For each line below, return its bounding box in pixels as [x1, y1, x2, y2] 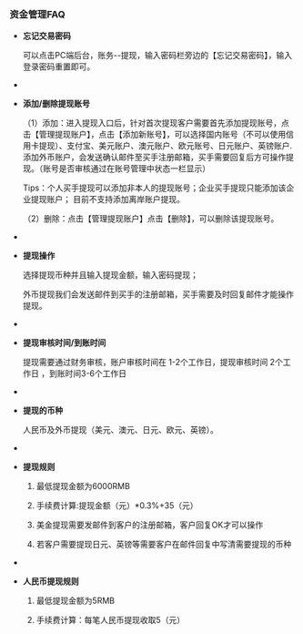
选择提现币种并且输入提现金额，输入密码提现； [22, 270, 198, 281]
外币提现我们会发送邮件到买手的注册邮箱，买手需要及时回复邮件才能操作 [22, 289, 294, 300]
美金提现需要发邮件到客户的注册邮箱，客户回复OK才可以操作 [35, 519, 264, 530]
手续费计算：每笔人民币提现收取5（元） [35, 615, 185, 626]
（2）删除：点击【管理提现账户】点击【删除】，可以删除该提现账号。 [22, 213, 279, 224]
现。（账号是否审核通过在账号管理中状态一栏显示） [22, 163, 211, 174]
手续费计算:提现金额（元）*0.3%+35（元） [35, 500, 198, 511]
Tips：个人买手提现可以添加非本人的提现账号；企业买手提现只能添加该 [22, 182, 287, 193]
